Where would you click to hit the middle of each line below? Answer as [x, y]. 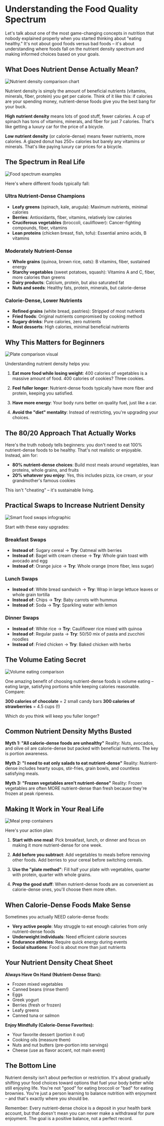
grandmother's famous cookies [44, 481]
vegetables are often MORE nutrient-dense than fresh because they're [76, 789]
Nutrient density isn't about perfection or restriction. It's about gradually [78, 1077]
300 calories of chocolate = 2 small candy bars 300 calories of [70, 701]
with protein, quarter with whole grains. [52, 875]
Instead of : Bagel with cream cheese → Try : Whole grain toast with [80, 556]
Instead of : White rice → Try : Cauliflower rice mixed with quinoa [77, 629]
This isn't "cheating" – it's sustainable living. [50, 490]
